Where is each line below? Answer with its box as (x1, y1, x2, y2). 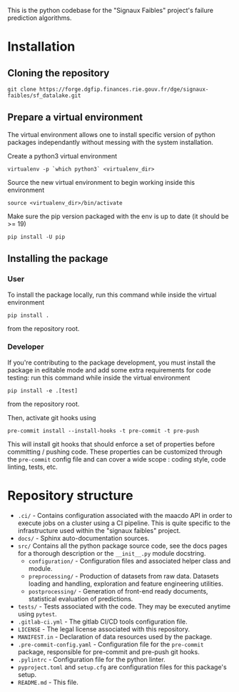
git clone (7, 86, 37, 93)
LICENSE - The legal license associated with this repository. (17, 624, 190, 634)
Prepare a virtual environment (7, 111, 143, 123)
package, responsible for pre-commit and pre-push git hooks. (17, 647, 200, 656)
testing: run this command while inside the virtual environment (7, 373, 190, 382)
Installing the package (7, 253, 108, 265)
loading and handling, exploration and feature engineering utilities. (28, 579, 223, 588)
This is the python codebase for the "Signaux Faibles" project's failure (7, 6, 214, 14)
